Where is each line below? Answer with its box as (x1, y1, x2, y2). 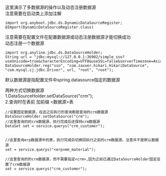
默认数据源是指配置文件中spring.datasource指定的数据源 (5, 77, 120, 83)
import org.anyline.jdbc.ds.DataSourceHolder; (5, 50, 103, 55)
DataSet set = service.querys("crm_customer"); (5, 123, 105, 128)
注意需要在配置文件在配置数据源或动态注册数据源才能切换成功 (5, 34, 131, 40)
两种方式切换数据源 (5, 87, 44, 93)
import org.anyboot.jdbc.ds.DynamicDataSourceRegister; (5, 20, 123, 25)
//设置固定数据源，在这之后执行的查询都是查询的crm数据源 (5, 110, 109, 115)
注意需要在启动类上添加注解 (5, 10, 62, 16)
